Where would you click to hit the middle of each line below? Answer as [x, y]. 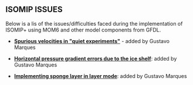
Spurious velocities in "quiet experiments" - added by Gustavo [92, 41]
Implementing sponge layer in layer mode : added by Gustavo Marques [100, 76]
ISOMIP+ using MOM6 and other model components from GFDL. [83, 30]
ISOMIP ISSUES [34, 10]
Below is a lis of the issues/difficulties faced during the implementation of [94, 23]
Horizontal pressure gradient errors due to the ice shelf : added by [95, 58]
